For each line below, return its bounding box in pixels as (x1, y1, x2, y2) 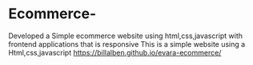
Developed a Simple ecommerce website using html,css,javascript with (8, 31, 243, 40)
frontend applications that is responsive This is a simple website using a (8, 39, 246, 48)
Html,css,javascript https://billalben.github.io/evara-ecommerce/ (8, 48, 222, 57)
